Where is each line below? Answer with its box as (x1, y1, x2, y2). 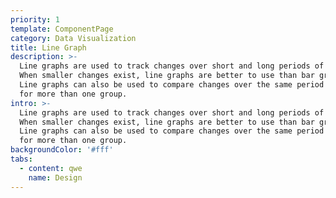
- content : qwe (19, 163, 83, 173)
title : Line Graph (10, 42, 87, 53)
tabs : (10, 154, 33, 164)
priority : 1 (10, 14, 60, 25)
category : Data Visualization (10, 33, 137, 43)
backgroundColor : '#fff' (10, 145, 114, 155)
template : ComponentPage (10, 24, 114, 34)
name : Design (28, 172, 83, 183)
